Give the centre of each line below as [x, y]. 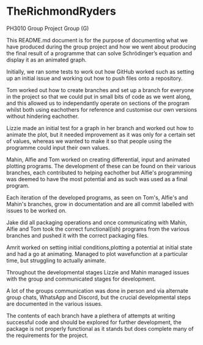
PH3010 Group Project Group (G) [48, 28]
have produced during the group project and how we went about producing [102, 47]
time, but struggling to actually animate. [56, 260]
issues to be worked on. [37, 211]
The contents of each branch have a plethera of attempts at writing [91, 316]
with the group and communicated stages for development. [81, 279]
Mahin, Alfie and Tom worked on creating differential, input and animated [98, 159]
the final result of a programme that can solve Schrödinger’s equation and [99, 53]
